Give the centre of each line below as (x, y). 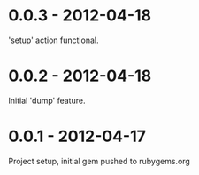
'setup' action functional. (54, 40)
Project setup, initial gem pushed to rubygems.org (99, 161)
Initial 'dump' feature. (47, 100)
